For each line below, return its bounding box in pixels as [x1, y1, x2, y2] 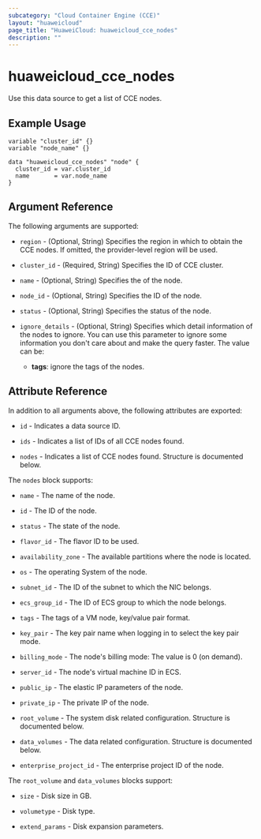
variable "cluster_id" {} [8, 137, 93, 145]
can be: [19, 346, 45, 356]
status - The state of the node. [19, 521, 121, 530]
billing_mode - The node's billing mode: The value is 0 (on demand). [19, 652, 243, 661]
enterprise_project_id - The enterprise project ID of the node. [19, 760, 225, 770]
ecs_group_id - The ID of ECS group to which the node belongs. [19, 597, 227, 607]
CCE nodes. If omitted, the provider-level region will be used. [19, 245, 218, 254]
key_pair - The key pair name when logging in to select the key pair [19, 628, 240, 638]
